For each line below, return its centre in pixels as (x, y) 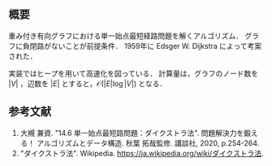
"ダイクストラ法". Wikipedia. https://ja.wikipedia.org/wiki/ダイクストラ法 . (142, 153)
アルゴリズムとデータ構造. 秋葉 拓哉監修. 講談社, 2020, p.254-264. (148, 143)
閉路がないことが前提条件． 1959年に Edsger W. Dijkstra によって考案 (146, 46)
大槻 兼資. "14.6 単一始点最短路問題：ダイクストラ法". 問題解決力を (132, 133)
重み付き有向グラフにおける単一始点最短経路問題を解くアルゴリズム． (126, 36)
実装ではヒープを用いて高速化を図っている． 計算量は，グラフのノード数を (133, 73)
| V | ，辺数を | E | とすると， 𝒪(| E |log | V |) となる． (88, 83)
